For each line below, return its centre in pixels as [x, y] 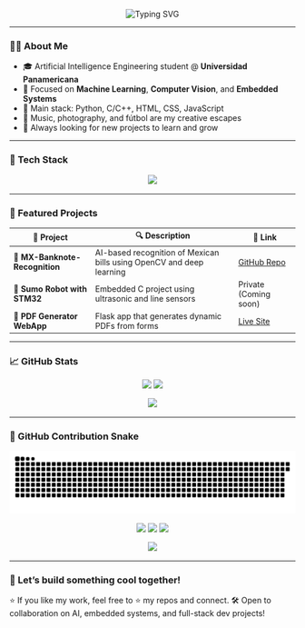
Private [251, 284]
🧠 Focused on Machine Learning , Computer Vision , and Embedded [150, 89]
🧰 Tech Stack [39, 160]
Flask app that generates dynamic [158, 316]
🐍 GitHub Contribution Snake [74, 436]
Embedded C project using [145, 289]
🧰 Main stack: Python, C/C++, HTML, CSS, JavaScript [123, 108]
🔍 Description [162, 235]
